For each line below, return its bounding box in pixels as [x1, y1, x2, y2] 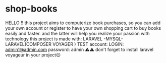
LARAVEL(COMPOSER [5, 41, 52, 47]
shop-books [5, 3, 58, 15]
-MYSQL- [103, 36, 124, 42]
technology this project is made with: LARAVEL [5, 36, 102, 42]
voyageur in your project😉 [5, 51, 61, 58]
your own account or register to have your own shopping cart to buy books [5, 25, 161, 31]
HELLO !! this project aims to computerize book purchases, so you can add [5, 20, 160, 26]
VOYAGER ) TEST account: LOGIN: [52, 41, 124, 47]
